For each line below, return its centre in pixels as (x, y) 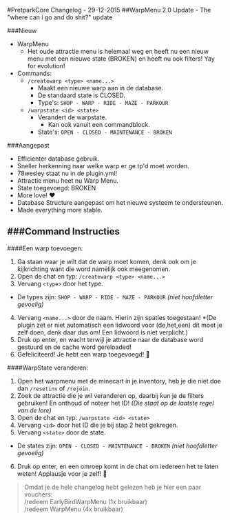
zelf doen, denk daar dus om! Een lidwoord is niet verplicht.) (102, 332)
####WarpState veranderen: (48, 368)
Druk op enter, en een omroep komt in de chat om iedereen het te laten (118, 466)
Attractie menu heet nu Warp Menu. (68, 181)
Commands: (34, 73)
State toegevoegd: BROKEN (56, 188)
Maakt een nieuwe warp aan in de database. (101, 88)
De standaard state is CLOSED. (82, 95)
